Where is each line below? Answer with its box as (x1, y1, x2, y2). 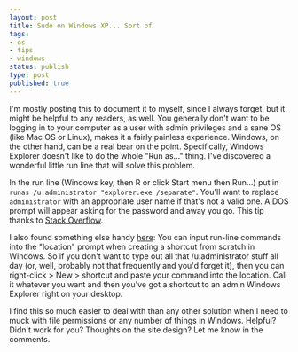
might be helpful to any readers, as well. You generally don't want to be (9, 113, 270, 123)
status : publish (9, 63, 69, 72)
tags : (9, 29, 29, 38)
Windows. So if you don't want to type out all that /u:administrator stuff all (9, 250, 279, 262)
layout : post (9, 12, 58, 22)
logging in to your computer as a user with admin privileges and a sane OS (9, 121, 282, 133)
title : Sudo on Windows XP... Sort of (9, 21, 153, 30)
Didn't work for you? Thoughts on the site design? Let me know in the (9, 325, 263, 335)
